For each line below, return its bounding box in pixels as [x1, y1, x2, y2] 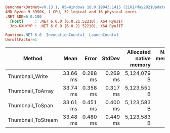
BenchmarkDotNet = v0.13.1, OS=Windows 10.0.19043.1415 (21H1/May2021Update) [5, 5, 168, 10]
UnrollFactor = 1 [5, 37, 37, 42]
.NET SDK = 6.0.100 [5, 14, 42, 19]
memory [130, 61, 151, 68]
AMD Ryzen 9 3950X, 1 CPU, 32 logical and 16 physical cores [5, 9, 137, 14]
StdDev [102, 55, 120, 62]
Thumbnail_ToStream [8, 117, 58, 124]
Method [23, 55, 43, 62]
